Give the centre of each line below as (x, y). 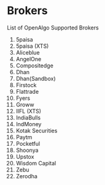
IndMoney (29, 124)
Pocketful (28, 143)
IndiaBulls (28, 118)
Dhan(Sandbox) (36, 78)
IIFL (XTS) (29, 111)
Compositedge (35, 66)
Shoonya (27, 150)
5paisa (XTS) (32, 46)
